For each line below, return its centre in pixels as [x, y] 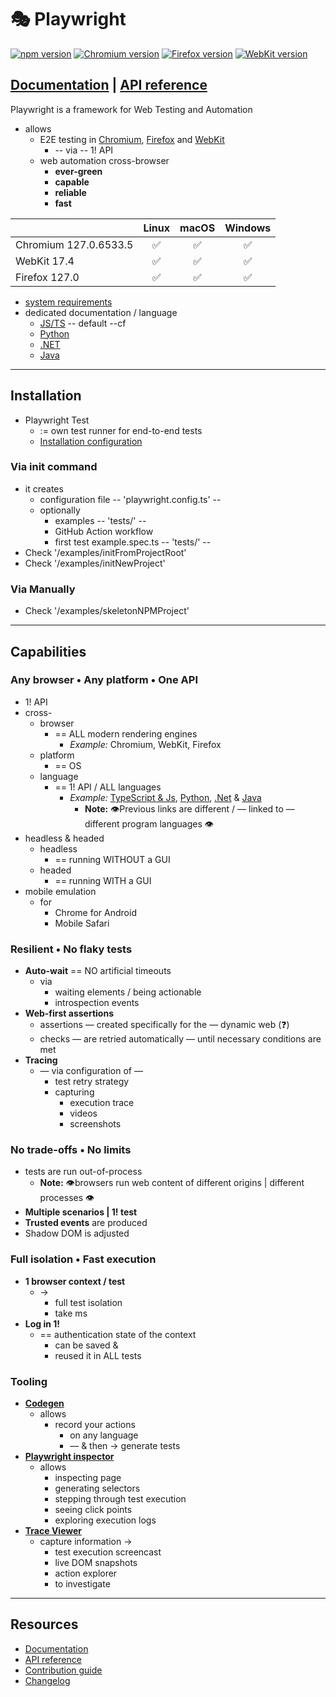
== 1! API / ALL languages [108, 787]
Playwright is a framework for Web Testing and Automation [131, 109]
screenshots [95, 1124]
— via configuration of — [91, 1071]
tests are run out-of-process [83, 1172]
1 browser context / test [75, 1281]
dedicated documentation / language [101, 312]
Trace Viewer [53, 1531]
